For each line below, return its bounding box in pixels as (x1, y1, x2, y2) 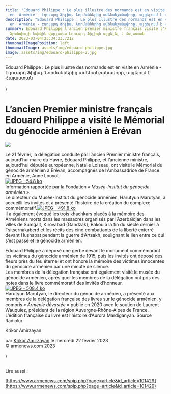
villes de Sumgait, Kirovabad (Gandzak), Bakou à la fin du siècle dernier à (5, 222, 159, 228)
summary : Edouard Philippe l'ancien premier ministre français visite (5, 26, 158, 32)
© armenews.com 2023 (5, 343, 55, 349)
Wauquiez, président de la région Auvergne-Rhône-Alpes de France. (5, 307, 149, 313)
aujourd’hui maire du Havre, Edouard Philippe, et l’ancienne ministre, (5, 157, 149, 163)
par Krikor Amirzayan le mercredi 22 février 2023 (5, 338, 108, 344)
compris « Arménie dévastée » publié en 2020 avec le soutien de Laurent (5, 301, 159, 308)
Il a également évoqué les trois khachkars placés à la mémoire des (5, 210, 145, 217)
